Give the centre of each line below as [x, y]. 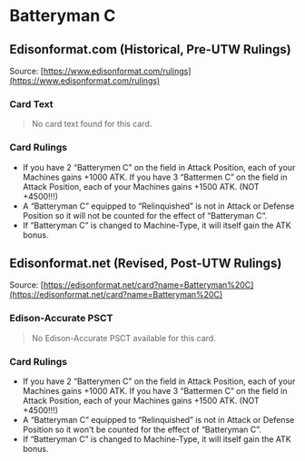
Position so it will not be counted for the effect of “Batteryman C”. [145, 215]
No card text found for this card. [92, 124]
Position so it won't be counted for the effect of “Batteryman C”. [142, 429]
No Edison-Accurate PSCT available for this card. [123, 338]
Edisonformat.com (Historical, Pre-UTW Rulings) [151, 49]
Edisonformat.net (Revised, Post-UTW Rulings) [146, 263]
